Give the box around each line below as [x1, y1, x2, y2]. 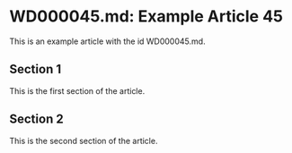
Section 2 [9, 112, 65, 127]
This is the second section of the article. [9, 135, 158, 146]
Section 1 [9, 62, 61, 77]
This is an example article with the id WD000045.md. [9, 36, 206, 47]
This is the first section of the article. [9, 85, 146, 96]
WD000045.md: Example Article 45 [9, 6, 284, 27]
